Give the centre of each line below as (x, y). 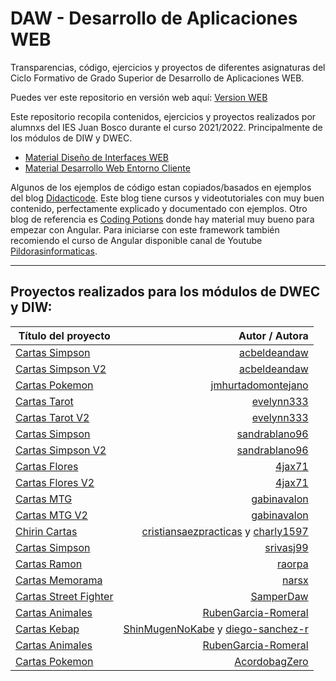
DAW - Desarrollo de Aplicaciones (154, 18)
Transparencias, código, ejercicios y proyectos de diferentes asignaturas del (168, 67)
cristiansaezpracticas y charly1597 (225, 531)
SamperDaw (279, 596)
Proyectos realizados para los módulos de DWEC (165, 292)
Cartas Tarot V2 (52, 417)
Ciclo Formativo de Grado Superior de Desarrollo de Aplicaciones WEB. (157, 78)
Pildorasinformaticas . (54, 251)
